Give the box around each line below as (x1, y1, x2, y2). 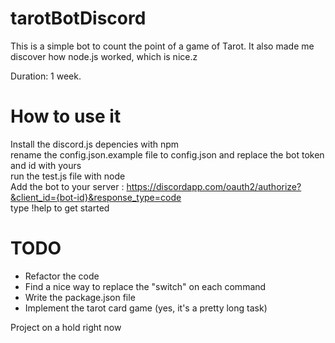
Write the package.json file (24, 291, 136, 303)
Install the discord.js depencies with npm (10, 138, 180, 150)
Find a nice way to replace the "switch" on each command (24, 280, 267, 292)
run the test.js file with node (10, 170, 126, 182)
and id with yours (10, 159, 82, 171)
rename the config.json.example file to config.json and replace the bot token (10, 148, 325, 161)
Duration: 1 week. (10, 70, 82, 82)
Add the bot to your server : (10, 180, 125, 192)
